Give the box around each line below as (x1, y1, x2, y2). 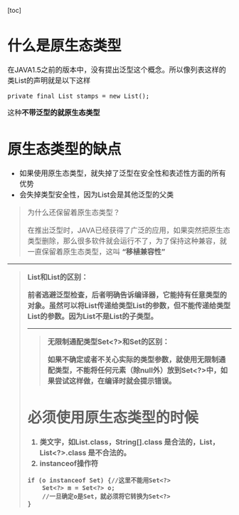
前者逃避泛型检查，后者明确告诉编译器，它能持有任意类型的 (27, 290, 228, 300)
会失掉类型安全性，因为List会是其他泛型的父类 (19, 190, 174, 200)
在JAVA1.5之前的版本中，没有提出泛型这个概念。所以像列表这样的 (7, 65, 226, 75)
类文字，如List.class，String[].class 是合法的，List (39, 437, 213, 447)
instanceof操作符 (39, 458, 98, 468)
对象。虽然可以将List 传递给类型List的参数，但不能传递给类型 (27, 301, 231, 311)
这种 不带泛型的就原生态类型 (7, 108, 101, 118)
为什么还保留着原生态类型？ (27, 208, 121, 218)
